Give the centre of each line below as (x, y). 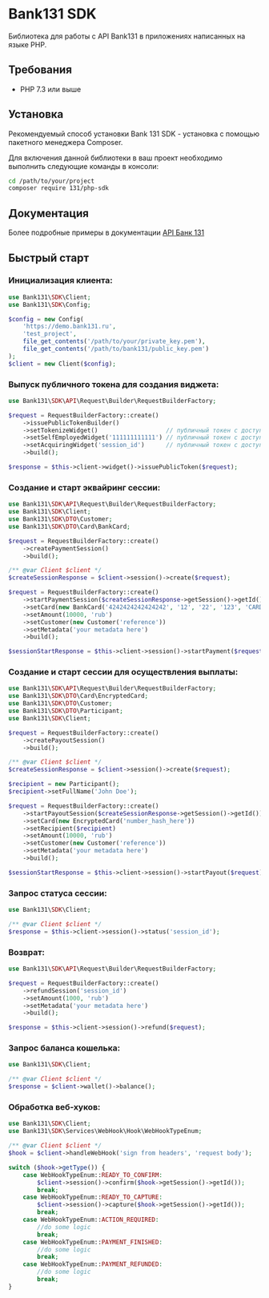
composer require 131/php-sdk (59, 188)
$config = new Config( (46, 319)
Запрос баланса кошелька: (64, 1048)
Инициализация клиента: (61, 280)
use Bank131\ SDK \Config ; (50, 304)
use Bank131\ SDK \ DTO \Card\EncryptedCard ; (78, 696)
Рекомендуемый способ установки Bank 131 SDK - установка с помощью (134, 134)
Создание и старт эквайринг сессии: (84, 487)
